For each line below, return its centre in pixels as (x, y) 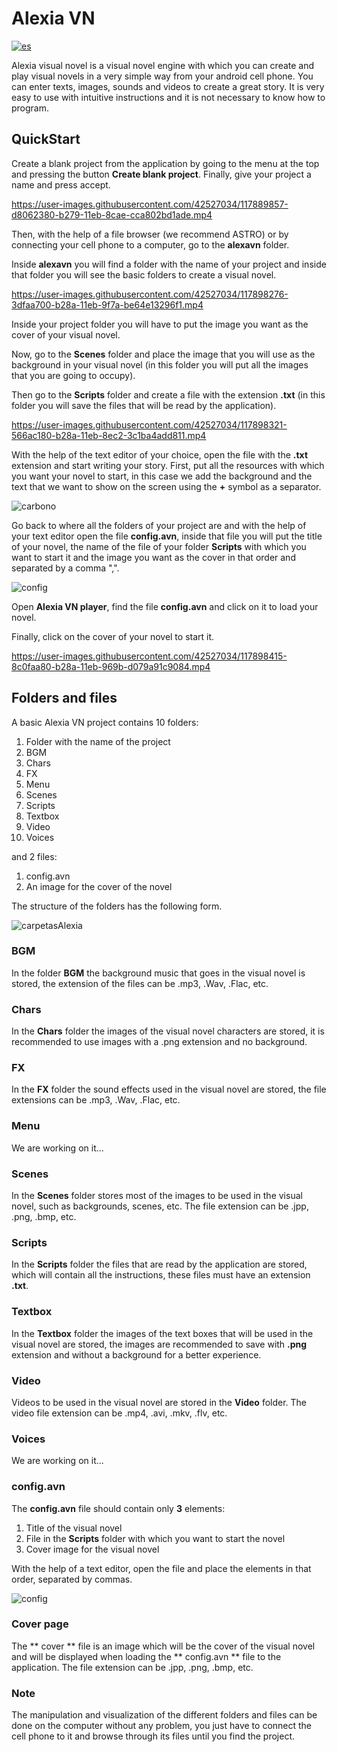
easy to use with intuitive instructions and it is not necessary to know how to (168, 97)
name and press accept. (61, 184)
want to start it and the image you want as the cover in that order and (153, 557)
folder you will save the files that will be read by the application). (144, 405)
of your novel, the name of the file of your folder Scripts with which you (159, 546)
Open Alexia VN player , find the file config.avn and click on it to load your (165, 606)
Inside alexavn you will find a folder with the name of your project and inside (169, 264)
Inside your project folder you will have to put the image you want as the (160, 324)
